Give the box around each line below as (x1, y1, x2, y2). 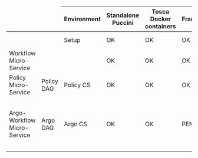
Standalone (106, 11, 140, 19)
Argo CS (64, 120, 87, 128)
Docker (150, 15, 171, 23)
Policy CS (64, 81, 91, 89)
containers (144, 22, 176, 30)
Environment (64, 15, 101, 23)
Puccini (111, 19, 134, 27)
